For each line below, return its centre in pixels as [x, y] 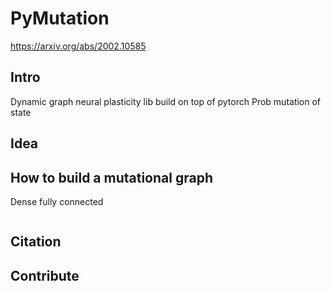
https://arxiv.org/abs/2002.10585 [78, 46]
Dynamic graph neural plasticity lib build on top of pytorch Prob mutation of [166, 101]
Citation [36, 242]
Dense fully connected [57, 201]
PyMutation [60, 18]
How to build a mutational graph [111, 177]
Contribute [45, 275]
